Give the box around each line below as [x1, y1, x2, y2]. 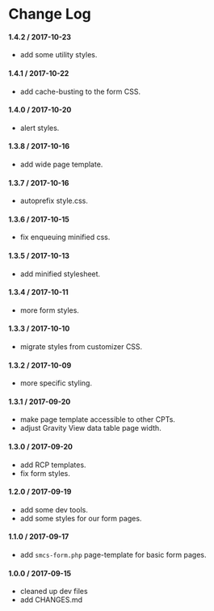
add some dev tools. [19, 504, 89, 514]
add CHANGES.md [19, 595, 83, 605]
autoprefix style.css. [19, 196, 89, 206]
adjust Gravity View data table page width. [19, 423, 162, 433]
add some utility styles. [19, 50, 98, 60]
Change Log [8, 5, 91, 23]
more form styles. [19, 305, 79, 315]
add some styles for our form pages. [19, 513, 142, 523]
